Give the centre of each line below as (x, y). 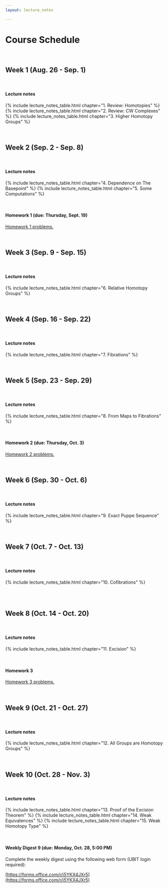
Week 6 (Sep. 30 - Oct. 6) (46, 480)
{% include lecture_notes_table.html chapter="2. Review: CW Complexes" (83, 111)
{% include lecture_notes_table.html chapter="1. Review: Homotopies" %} (83, 105)
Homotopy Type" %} (27, 826)
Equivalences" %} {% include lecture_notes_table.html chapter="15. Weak (83, 821)
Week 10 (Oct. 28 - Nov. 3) (48, 774)
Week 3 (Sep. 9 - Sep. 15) (46, 253)
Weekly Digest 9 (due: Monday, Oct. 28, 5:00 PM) (59, 848)
